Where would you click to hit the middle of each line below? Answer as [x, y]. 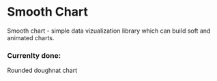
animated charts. [31, 37]
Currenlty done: [34, 55]
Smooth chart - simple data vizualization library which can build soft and [109, 31]
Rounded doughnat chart [42, 70]
